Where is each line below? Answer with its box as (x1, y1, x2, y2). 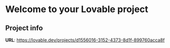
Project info (5, 24, 43, 32)
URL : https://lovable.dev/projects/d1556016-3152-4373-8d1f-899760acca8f (5, 37, 165, 43)
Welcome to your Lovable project (5, 4, 149, 15)
